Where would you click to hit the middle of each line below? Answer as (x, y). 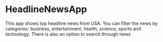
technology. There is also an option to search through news (68, 34)
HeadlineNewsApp (46, 9)
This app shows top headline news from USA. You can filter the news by (81, 23)
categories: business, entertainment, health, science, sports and (73, 28)
